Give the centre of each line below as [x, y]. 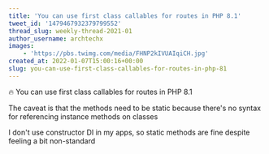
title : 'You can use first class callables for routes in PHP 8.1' [125, 16]
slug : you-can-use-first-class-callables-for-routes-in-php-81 [118, 69]
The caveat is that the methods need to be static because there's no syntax [135, 108]
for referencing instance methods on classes [83, 116]
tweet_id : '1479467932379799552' [65, 24]
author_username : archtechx [56, 38]
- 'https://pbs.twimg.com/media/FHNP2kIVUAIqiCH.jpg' [116, 53]
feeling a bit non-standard [52, 141]
